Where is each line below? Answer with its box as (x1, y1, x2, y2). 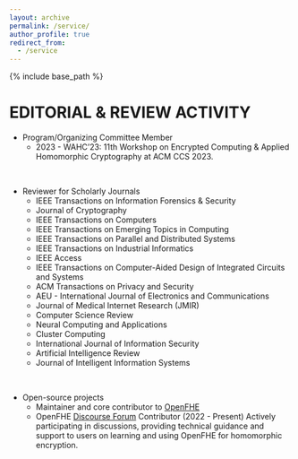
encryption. (35, 440, 79, 451)
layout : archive (9, 13, 70, 22)
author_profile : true (9, 30, 90, 39)
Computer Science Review (35, 310, 134, 321)
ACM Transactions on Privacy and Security (35, 281, 194, 292)
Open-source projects (21, 392, 105, 403)
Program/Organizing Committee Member (21, 132, 173, 143)
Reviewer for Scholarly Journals (21, 186, 140, 197)
